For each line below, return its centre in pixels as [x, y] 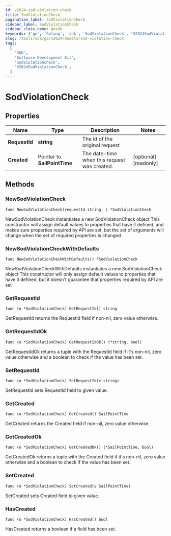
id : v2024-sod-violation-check [38, 10]
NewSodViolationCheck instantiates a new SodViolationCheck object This [83, 219]
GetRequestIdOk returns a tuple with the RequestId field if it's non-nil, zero [83, 352]
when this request [104, 160]
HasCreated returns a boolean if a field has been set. [61, 529]
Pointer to [50, 157]
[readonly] [146, 163]
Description [105, 130]
